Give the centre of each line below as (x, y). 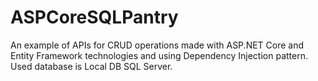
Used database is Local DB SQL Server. (91, 66)
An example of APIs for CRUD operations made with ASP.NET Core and (157, 45)
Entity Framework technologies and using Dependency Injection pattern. (159, 55)
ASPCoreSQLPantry (94, 17)
